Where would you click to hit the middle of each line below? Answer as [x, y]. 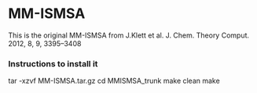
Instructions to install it [53, 63]
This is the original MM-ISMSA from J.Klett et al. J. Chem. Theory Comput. [129, 35]
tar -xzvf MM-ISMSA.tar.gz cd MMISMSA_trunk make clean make [114, 81]
